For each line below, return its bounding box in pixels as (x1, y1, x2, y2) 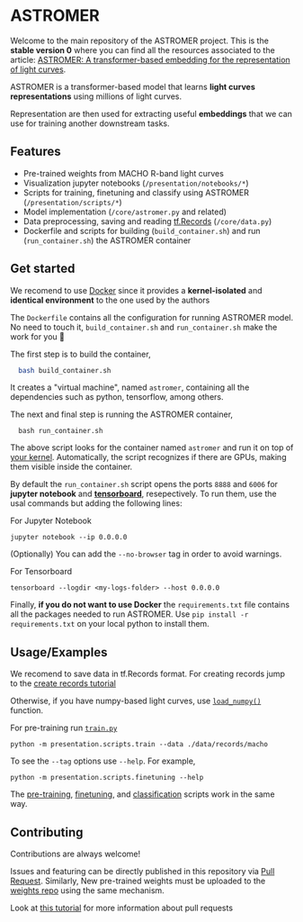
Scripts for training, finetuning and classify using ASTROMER (22, 186, 250, 198)
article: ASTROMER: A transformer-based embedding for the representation (10, 54, 290, 65)
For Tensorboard (10, 566, 73, 577)
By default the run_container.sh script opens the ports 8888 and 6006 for (10, 479, 278, 490)
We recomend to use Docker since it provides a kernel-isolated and (10, 285, 263, 295)
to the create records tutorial (10, 678, 116, 689)
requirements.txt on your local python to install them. (10, 619, 209, 629)
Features (10, 144, 61, 159)
